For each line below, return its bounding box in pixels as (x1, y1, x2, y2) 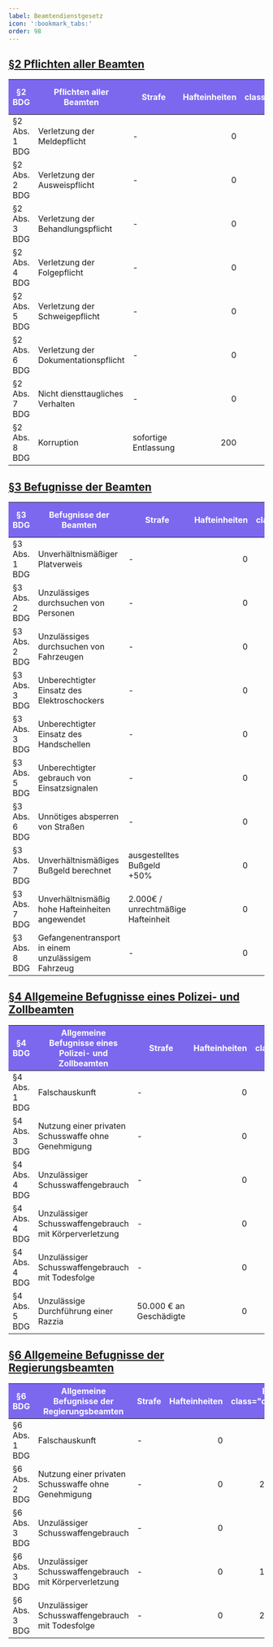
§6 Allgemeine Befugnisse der (8, 1348, 165, 1362)
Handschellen (37, 738, 91, 750)
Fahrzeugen (37, 651, 84, 662)
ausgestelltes (128, 850, 180, 861)
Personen (37, 607, 75, 619)
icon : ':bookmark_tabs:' (8, 20, 93, 28)
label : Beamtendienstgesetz (8, 11, 104, 20)
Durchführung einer (37, 1305, 114, 1316)
